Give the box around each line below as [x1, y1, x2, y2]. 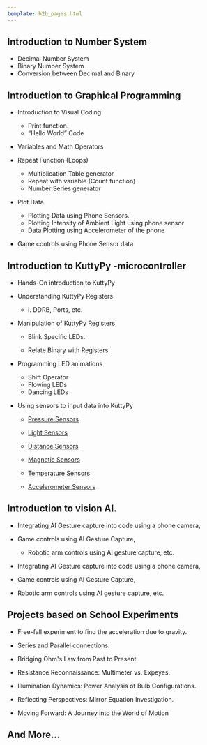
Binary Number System [17, 62, 84, 70]
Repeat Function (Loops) [17, 156, 89, 165]
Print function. [27, 121, 69, 130]
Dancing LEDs [27, 388, 68, 396]
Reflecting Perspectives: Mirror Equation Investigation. [17, 695, 174, 703]
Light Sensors [27, 428, 68, 437]
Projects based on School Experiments [7, 609, 179, 621]
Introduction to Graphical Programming [7, 89, 181, 101]
